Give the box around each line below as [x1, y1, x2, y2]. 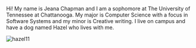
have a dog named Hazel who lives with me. [6, 24, 114, 31]
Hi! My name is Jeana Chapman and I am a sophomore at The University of [6, 5, 191, 12]
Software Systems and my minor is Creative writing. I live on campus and [6, 18, 186, 24]
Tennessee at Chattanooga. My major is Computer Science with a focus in [6, 11, 188, 18]
